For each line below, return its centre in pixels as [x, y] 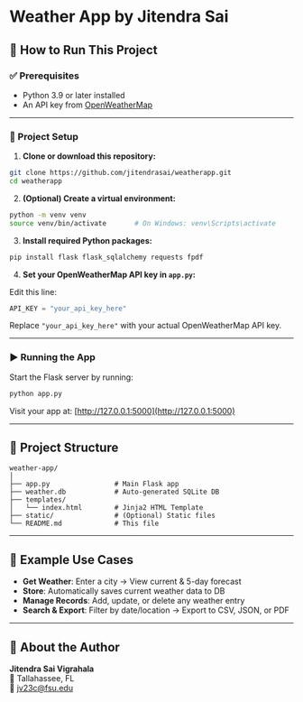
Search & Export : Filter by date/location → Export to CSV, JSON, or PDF [156, 610]
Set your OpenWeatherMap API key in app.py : [109, 274]
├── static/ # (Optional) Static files [113, 516]
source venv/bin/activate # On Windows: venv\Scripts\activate [143, 223]
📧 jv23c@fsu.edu [41, 688]
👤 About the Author [64, 647]
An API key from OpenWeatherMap [87, 105]
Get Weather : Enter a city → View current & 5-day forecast [132, 582]
